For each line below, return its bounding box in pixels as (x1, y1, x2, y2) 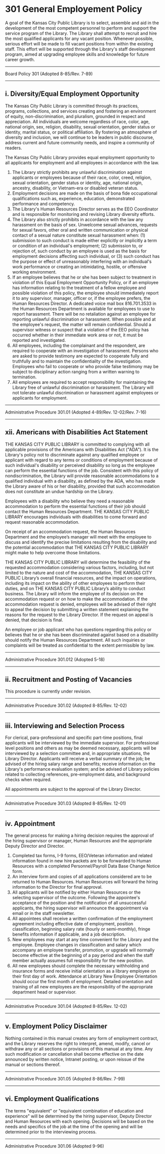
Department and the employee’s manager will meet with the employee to (5, 534, 152, 539)
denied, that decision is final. (5, 617, 63, 623)
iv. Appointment (5, 819, 55, 828)
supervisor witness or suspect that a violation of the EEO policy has (12, 327, 149, 332)
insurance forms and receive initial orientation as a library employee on (12, 968, 156, 974)
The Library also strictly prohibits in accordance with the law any (12, 216, 143, 222)
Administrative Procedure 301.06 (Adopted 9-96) (5, 1143, 105, 1149)
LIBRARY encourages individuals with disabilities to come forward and (5, 514, 147, 520)
